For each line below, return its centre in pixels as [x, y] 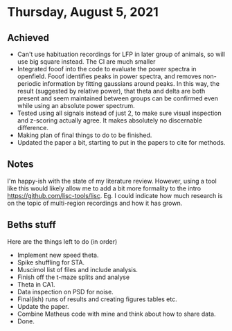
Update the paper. [43, 306]
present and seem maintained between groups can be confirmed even [118, 98]
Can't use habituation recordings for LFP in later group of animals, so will [121, 54]
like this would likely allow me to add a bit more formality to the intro [104, 188]
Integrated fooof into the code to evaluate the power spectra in [107, 69]
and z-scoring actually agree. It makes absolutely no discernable [110, 120]
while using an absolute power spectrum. [76, 106]
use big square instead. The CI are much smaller [86, 62]
